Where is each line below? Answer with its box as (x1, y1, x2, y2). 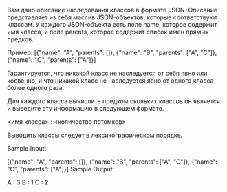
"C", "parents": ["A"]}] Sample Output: (7, 165, 115, 173)
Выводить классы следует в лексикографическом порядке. (7, 131, 183, 139)
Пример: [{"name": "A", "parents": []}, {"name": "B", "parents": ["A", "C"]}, (7, 48, 217, 56)
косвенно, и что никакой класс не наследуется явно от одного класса (7, 76, 214, 85)
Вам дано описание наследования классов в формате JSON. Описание (7, 6, 218, 14)
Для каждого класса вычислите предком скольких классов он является (7, 97, 220, 105)
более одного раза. (7, 84, 65, 92)
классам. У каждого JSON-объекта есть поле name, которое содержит (7, 21, 217, 28)
